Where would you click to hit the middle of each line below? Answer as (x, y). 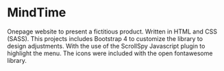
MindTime (37, 13)
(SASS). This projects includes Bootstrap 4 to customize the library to (105, 38)
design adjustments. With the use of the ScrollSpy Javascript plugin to (106, 46)
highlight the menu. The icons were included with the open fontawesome (110, 53)
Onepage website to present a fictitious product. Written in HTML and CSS (112, 31)
